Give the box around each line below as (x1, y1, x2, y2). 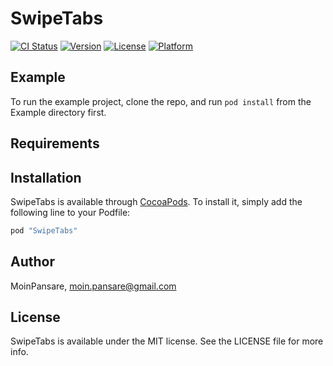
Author (10, 253, 55, 271)
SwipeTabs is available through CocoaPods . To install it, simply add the (10, 195, 303, 207)
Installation (10, 169, 82, 186)
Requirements (10, 135, 100, 152)
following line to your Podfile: (10, 206, 131, 218)
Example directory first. (10, 106, 107, 118)
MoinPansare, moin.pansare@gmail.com (10, 280, 177, 292)
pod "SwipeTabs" (10, 225, 78, 236)
